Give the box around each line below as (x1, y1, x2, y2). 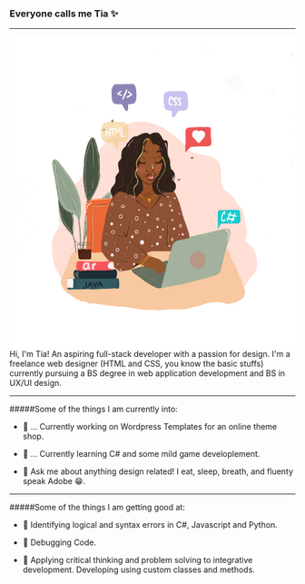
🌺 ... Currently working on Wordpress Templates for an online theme (22, 421, 278, 432)
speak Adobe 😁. (22, 476, 86, 487)
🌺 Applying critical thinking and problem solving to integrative (22, 555, 253, 566)
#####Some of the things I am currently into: (9, 403, 179, 415)
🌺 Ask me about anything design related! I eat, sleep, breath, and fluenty (22, 466, 293, 477)
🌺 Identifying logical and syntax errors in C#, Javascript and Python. (22, 520, 279, 530)
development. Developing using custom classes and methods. (22, 564, 256, 575)
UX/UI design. (9, 378, 62, 389)
